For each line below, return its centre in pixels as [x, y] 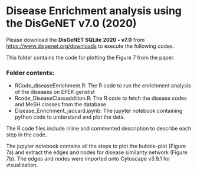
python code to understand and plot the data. [70, 117]
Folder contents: [30, 73]
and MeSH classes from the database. [61, 105]
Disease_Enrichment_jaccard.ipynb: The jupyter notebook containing [98, 111]
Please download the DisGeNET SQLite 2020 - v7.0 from [75, 40]
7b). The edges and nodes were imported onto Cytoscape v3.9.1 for [88, 159]
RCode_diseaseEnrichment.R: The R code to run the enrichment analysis [103, 86]
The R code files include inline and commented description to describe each [99, 129]
